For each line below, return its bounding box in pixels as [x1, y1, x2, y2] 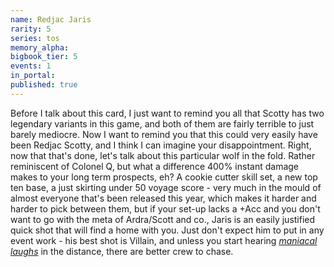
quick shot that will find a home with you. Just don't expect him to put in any [10, 224, 325, 236]
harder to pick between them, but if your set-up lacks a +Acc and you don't [10, 202, 321, 215]
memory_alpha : [10, 42, 70, 53]
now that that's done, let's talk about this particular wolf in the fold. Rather [10, 149, 316, 161]
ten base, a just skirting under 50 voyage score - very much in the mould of [10, 181, 322, 193]
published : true [10, 80, 78, 90]
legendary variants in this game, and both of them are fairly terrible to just [10, 117, 315, 130]
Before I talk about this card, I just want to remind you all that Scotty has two [10, 107, 325, 119]
